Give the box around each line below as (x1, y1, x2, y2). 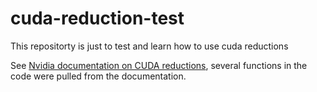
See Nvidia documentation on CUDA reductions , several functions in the (10, 59, 308, 71)
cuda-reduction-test (10, 7, 185, 30)
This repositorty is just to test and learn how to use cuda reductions (10, 40, 289, 52)
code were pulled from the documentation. (10, 70, 187, 82)
